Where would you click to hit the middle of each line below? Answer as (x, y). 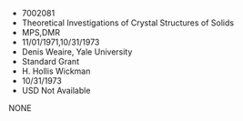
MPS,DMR (41, 32)
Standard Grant (50, 61)
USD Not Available (56, 91)
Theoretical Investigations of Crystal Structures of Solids (127, 23)
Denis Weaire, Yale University (77, 52)
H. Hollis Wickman (56, 71)
